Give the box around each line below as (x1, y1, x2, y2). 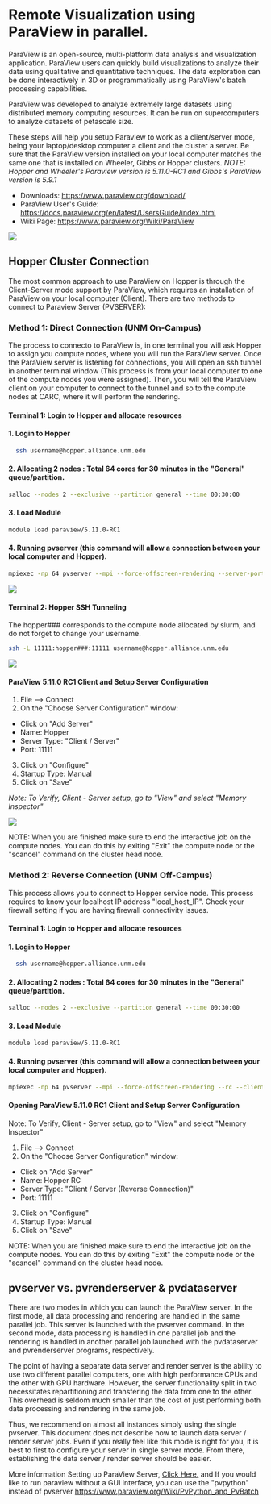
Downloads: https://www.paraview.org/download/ (19, 190, 186, 200)
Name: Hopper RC (19, 1175, 81, 1185)
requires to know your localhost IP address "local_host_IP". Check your (8, 897, 244, 906)
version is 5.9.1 (8, 175, 57, 185)
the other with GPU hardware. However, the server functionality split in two (8, 1378, 257, 1388)
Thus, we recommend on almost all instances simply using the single (8, 1419, 237, 1429)
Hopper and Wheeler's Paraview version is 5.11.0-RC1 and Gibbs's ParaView (8, 166, 262, 176)
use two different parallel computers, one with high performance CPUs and (8, 1369, 258, 1380)
